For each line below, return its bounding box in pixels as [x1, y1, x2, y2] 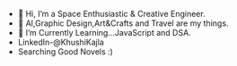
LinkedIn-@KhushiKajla [17, 37, 105, 47]
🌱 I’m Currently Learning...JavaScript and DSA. [17, 28, 191, 37]
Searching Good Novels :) [17, 46, 114, 57]
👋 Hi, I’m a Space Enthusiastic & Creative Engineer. [17, 9, 206, 19]
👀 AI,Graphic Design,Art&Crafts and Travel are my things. [17, 18, 229, 29]
